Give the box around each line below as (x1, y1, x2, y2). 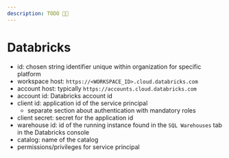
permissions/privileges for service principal (16, 142, 140, 151)
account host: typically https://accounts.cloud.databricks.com (16, 84, 197, 93)
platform (16, 69, 41, 78)
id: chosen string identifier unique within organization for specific (16, 63, 202, 71)
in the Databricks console (16, 128, 90, 136)
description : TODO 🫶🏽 (7, 10, 69, 17)
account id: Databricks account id (16, 91, 113, 100)
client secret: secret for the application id (16, 113, 134, 122)
